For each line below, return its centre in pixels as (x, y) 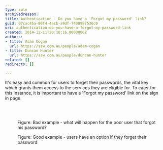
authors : (14, 37)
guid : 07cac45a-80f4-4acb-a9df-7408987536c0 (51, 23)
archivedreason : (22, 14)
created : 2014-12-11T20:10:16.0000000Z (46, 32)
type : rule (16, 10)
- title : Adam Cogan (26, 42)
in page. (13, 98)
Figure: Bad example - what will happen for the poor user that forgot (87, 123)
